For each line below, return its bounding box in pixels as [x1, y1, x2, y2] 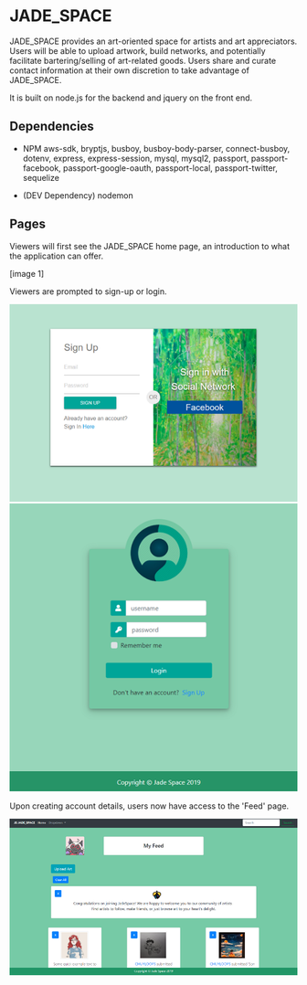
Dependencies [9, 119, 94, 134]
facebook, [22, 162, 61, 174]
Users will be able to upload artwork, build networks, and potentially [9, 45, 267, 56]
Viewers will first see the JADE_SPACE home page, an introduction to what [9, 240, 291, 251]
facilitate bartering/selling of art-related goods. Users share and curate [9, 55, 277, 66]
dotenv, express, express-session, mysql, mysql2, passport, [22, 153, 249, 164]
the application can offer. [9, 250, 103, 261]
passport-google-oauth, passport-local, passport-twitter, [62, 162, 279, 174]
